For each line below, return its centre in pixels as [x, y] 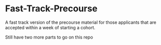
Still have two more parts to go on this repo [49, 37]
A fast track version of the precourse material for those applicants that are [81, 22]
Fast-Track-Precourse [51, 9]
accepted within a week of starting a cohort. [50, 27]
